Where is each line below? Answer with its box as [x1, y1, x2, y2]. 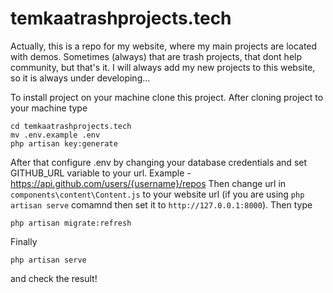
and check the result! [10, 272, 98, 284]
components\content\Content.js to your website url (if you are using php [10, 188, 305, 200]
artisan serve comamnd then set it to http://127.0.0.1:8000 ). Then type [10, 198, 313, 211]
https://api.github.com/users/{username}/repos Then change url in [10, 177, 287, 189]
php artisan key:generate [10, 138, 118, 149]
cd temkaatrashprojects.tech [10, 121, 132, 131]
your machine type [10, 102, 88, 114]
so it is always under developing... [10, 72, 151, 84]
